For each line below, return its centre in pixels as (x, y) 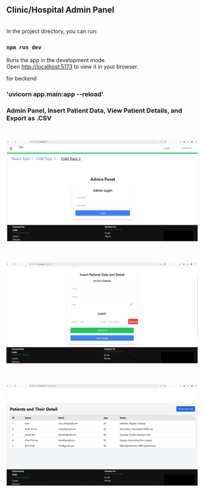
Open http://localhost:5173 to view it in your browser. (72, 67)
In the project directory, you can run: (52, 31)
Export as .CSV (29, 118)
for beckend (22, 79)
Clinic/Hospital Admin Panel (60, 10)
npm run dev (24, 47)
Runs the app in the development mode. (56, 60)
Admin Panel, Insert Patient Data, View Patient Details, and (94, 110)
